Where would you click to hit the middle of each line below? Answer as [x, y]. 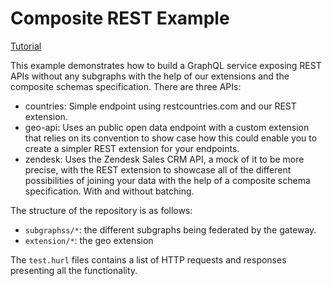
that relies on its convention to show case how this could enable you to [171, 138]
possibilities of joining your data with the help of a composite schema [167, 180]
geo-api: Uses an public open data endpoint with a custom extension [167, 127]
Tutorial [26, 46]
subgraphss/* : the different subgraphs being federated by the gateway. [170, 229]
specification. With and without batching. [109, 191]
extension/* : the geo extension [89, 240]
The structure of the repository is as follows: [101, 210]
